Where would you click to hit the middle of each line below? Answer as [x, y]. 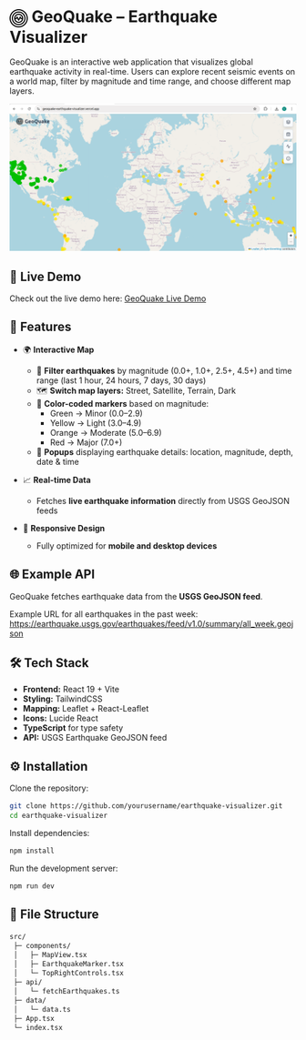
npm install [32, 851]
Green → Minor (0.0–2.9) [96, 413]
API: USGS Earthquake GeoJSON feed [95, 738]
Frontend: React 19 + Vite [71, 690]
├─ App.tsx [34, 1018]
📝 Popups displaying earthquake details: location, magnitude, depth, [165, 451]
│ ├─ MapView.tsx [51, 954]
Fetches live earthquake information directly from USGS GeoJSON [163, 500]
